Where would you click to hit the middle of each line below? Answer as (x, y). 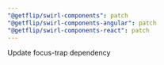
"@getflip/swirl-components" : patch (68, 15)
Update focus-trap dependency (59, 53)
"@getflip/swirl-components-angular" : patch (82, 23)
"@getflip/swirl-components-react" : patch (78, 30)
